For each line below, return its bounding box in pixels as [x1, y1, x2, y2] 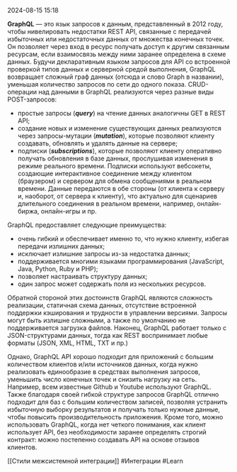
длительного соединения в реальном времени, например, [17, 199, 196, 208]
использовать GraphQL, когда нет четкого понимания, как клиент [7, 420, 207, 429]
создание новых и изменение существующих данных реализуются [17, 124, 221, 132]
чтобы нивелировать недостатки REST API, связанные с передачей [7, 28, 212, 35]
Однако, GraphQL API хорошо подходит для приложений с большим [7, 353, 214, 361]
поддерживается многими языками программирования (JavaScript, [17, 257, 225, 265]
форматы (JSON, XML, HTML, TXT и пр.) [7, 339, 129, 347]
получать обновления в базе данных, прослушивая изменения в [17, 154, 214, 163]
